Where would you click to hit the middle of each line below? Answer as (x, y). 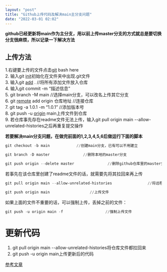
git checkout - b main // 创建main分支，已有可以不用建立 (72, 146)
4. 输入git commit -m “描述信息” (38, 89)
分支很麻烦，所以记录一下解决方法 (40, 40)
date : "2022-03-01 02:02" (32, 19)
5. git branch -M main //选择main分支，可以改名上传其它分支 (67, 95)
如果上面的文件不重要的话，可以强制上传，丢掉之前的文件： (66, 202)
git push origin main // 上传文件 (57, 192)
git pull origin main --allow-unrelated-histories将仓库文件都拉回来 (79, 248)
